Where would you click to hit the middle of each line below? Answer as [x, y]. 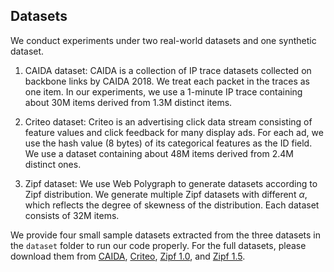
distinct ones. [53, 164]
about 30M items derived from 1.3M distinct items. [128, 102]
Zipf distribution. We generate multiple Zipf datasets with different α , [166, 194]
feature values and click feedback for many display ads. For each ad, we [174, 132]
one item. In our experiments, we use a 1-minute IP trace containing [163, 91]
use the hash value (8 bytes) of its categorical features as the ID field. [168, 143]
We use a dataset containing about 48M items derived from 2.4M [159, 153]
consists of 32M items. [72, 215]
